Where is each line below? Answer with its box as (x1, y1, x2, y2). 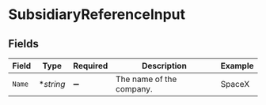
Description (141, 61, 188, 71)
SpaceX (220, 79, 250, 89)
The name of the (116, 73, 177, 84)
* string (38, 79, 66, 89)
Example (220, 61, 254, 71)
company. (116, 84, 153, 94)
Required (73, 61, 108, 71)
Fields (8, 37, 40, 51)
